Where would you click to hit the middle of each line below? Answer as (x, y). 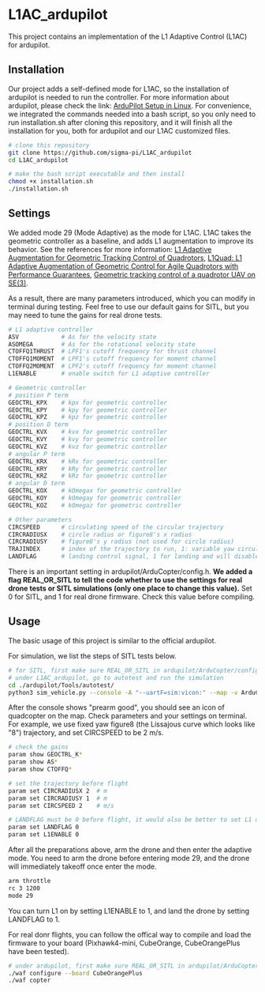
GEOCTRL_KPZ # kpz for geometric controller (88, 417)
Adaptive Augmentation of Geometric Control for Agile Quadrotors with (123, 266)
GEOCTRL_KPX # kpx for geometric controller (88, 402)
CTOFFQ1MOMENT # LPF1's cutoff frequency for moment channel (112, 359)
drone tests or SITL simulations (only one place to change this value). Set (130, 588)
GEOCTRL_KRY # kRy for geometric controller (88, 469)
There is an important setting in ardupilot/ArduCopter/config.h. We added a (131, 571)
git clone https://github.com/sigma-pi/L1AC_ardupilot (100, 153)
